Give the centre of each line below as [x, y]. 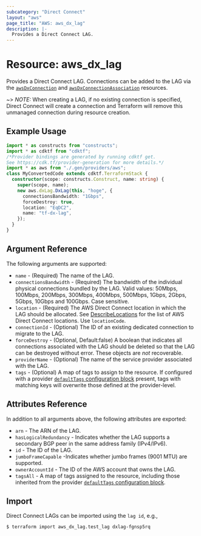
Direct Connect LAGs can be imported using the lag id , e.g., [82, 516]
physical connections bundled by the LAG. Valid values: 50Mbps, [96, 288]
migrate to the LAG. [39, 333]
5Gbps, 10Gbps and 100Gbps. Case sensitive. [72, 301]
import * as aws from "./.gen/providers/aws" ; [66, 168]
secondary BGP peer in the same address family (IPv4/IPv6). [91, 443]
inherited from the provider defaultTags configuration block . [90, 482]
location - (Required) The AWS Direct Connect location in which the [101, 308]
